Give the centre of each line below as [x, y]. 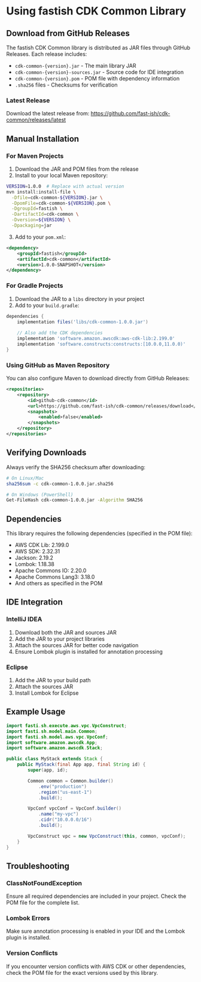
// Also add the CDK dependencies [60, 333]
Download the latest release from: [48, 114]
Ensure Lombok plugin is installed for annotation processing [89, 651]
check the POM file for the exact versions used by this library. [82, 972]
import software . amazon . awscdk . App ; [52, 743]
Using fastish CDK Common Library [96, 11]
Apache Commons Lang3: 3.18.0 [55, 577]
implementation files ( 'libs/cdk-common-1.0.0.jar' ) [83, 322]
